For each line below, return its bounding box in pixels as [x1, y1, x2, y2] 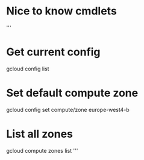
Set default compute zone [6, 86, 139, 100]
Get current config [6, 45, 101, 59]
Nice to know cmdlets [6, 4, 117, 18]
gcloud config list [6, 65, 49, 72]
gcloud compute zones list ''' [6, 147, 78, 154]
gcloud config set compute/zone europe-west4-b [6, 106, 130, 113]
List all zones [6, 128, 74, 141]
